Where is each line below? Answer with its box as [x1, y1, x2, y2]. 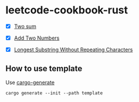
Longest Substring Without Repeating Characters [13, 46, 133, 53]
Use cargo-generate [5, 79, 55, 86]
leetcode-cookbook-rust [5, 3, 128, 17]
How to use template [5, 64, 83, 73]
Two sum [13, 23, 36, 30]
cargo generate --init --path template [5, 90, 103, 96]
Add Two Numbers [13, 34, 60, 41]
